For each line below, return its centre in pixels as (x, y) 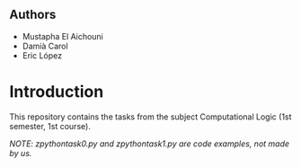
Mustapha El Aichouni (62, 36)
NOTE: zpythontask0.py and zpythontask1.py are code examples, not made (150, 144)
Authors (33, 15)
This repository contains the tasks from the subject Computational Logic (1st (150, 117)
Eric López (42, 55)
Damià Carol (45, 46)
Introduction (57, 92)
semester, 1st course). (50, 126)
